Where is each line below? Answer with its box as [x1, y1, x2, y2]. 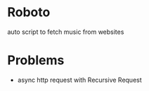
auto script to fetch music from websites [7, 28, 124, 36]
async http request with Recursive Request [17, 75, 142, 84]
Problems [7, 52, 65, 68]
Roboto [7, 4, 51, 20]
